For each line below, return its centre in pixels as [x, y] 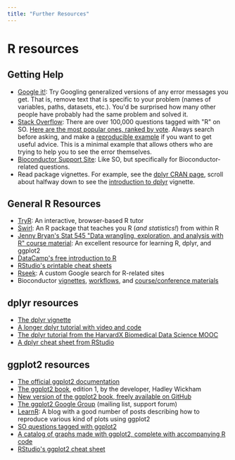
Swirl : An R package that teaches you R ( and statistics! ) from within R [118, 228]
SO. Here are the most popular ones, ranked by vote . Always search [116, 129]
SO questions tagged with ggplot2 [67, 427]
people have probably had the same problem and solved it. [103, 114]
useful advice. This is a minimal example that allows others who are [115, 144]
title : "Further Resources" [49, 14]
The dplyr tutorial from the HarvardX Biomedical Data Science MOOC [118, 335]
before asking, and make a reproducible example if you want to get [115, 137]
